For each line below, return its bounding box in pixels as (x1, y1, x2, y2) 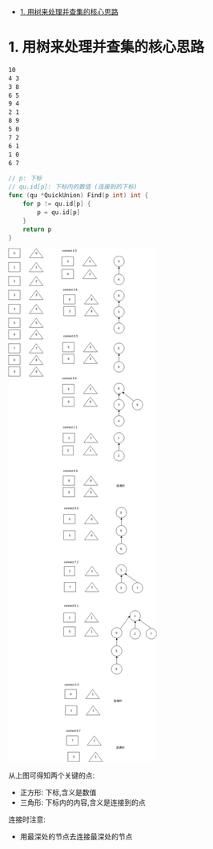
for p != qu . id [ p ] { (22, 200, 91, 208)
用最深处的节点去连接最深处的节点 (19, 832, 133, 842)
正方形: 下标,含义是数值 (19, 788, 97, 798)
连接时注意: (8, 815, 46, 824)
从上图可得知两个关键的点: (8, 770, 95, 780)
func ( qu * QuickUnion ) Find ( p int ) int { (8, 192, 149, 200)
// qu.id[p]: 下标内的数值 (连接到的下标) (8, 183, 138, 191)
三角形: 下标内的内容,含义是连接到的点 (19, 798, 146, 807)
